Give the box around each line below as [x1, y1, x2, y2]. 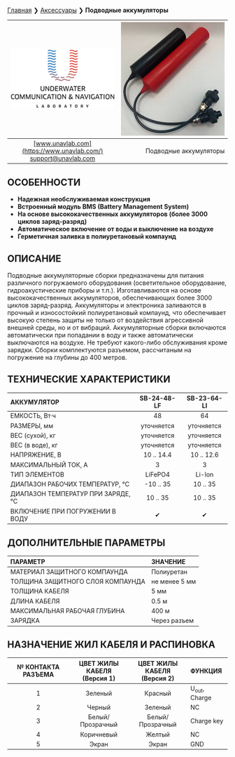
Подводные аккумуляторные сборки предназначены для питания [7, 271, 204, 279]
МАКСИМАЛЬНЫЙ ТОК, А [10, 460, 88, 469]
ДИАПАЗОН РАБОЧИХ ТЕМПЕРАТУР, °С [10, 480, 130, 488]
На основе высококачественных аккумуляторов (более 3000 [17, 210, 208, 218]
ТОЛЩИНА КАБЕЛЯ [10, 587, 69, 596]
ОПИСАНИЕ [7, 253, 62, 264]
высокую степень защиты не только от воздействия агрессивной [7, 316, 204, 324]
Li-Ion [195, 470, 214, 478]
